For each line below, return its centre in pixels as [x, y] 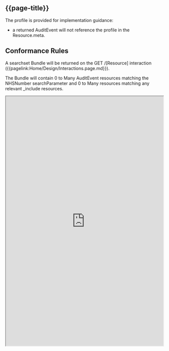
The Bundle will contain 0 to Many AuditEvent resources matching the [77, 78]
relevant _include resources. [34, 88]
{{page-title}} [27, 8]
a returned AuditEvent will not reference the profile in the [71, 30]
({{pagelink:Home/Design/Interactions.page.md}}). [57, 68]
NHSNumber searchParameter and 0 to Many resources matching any [77, 83]
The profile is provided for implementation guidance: [59, 20]
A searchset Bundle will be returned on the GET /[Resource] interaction [78, 63]
